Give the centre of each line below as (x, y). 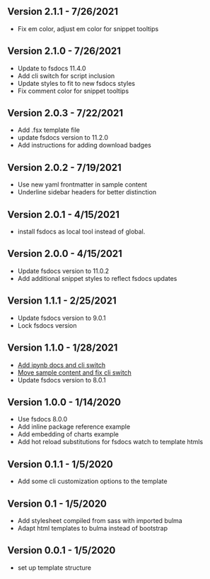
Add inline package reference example (74, 427)
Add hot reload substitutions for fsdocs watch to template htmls (110, 442)
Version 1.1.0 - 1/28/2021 (63, 348)
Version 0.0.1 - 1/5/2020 (62, 550)
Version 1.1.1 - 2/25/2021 (62, 301)
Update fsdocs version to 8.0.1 (62, 380)
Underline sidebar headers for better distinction (87, 192)
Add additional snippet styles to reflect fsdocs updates (97, 278)
